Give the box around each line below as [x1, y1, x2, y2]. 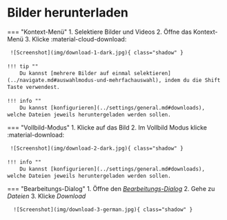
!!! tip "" [7, 63, 39, 70]
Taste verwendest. [7, 83, 60, 90]
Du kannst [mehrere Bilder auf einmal [19, 70, 131, 77]
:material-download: [7, 130, 65, 139]
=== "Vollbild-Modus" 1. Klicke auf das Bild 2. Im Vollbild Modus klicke [7, 123, 207, 132]
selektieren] [133, 70, 171, 77]
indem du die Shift [164, 77, 221, 83]
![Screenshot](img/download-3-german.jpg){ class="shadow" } [13, 206, 193, 213]
